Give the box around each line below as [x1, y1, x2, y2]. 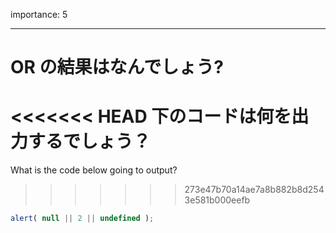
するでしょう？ [28, 130, 152, 153]
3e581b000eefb [184, 194, 251, 206]
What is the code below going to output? [10, 164, 178, 176]
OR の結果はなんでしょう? [10, 56, 224, 79]
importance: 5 [10, 9, 68, 20]
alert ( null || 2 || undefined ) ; [10, 214, 155, 224]
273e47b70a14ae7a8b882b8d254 [184, 184, 325, 196]
